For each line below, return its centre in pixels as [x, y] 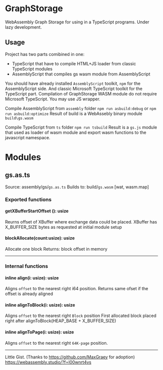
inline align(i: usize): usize [32, 277]
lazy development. [24, 27]
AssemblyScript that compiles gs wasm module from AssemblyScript [81, 74]
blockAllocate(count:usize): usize [40, 238]
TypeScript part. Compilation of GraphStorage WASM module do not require [81, 93]
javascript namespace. [28, 137]
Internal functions [27, 266]
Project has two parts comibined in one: [45, 54]
